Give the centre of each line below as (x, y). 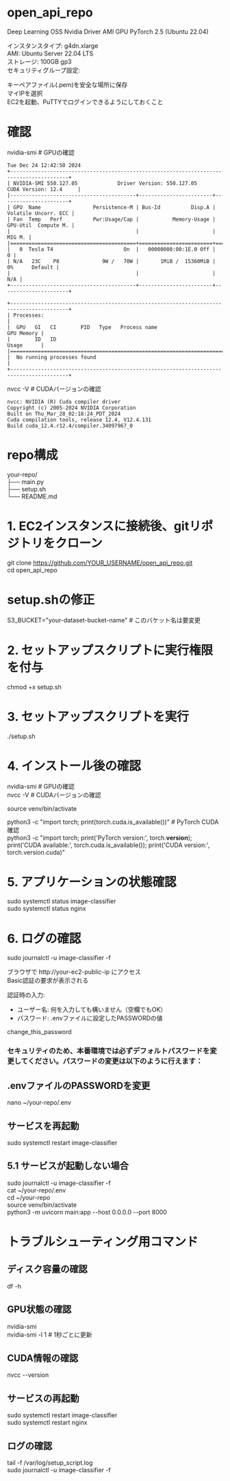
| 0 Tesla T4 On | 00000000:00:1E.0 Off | (111, 249)
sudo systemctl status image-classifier (62, 901)
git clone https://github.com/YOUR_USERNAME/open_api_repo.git (100, 563)
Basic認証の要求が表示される (48, 981)
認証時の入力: (26, 995)
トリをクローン (61, 543)
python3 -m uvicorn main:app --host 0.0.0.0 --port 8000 (87, 1212)
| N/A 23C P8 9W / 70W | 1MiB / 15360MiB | (111, 261)
